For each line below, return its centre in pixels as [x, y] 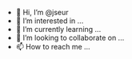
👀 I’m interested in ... [50, 21]
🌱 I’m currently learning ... [58, 29]
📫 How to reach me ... [53, 47]
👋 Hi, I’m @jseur [42, 12]
